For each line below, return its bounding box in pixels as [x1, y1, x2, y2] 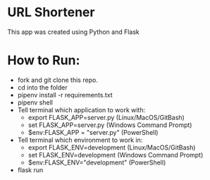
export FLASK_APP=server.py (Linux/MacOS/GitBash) [27, 113, 185, 121]
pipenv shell [17, 98, 53, 107]
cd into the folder [17, 83, 68, 92]
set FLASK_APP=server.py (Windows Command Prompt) [27, 121, 192, 129]
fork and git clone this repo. [17, 76, 99, 84]
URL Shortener [7, 4, 95, 20]
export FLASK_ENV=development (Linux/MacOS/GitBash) [27, 143, 196, 152]
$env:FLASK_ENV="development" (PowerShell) [27, 158, 166, 167]
